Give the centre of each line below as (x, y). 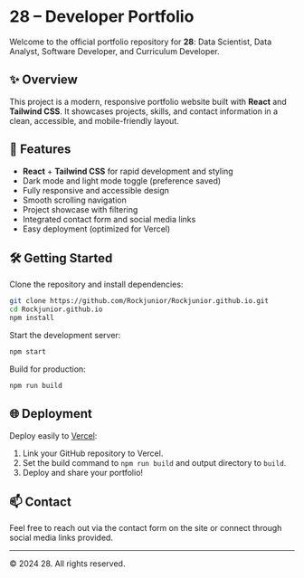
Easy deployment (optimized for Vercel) (96, 229)
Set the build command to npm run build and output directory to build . (154, 462)
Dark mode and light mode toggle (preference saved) (122, 180)
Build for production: (47, 369)
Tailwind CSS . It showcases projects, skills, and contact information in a (144, 111)
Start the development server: (65, 335)
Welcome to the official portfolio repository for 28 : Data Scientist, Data (141, 42)
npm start (28, 352)
